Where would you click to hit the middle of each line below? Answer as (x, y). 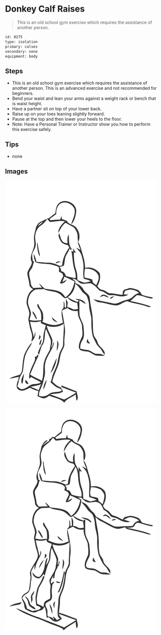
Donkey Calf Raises (45, 9)
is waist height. (27, 103)
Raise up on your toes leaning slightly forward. (58, 114)
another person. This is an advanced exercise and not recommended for (84, 88)
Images (16, 171)
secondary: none (21, 51)
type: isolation (21, 42)
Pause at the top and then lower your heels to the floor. (67, 119)
